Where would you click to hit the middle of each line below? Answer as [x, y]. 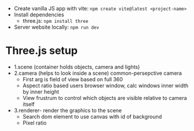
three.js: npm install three [56, 21]
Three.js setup [42, 51]
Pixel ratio [35, 123]
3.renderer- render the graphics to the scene [68, 110]
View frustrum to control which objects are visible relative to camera [105, 98]
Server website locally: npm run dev [56, 27]
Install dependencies [39, 15]
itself [29, 104]
